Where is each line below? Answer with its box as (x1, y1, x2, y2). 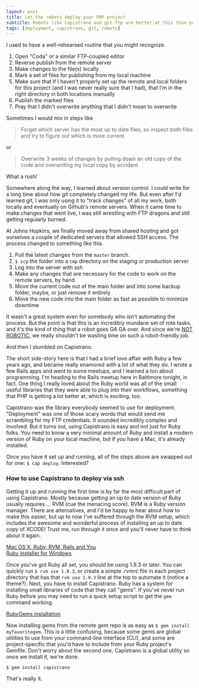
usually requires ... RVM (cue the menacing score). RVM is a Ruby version (6, 500, 185, 508)
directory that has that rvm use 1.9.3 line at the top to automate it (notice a (6, 573, 189, 580)
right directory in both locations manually (14, 91, 115, 98)
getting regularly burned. (6, 216, 67, 223)
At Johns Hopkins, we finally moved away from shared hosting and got (6, 227, 179, 234)
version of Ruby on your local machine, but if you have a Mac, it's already (6, 435, 185, 442)
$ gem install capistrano (6, 664, 70, 670)
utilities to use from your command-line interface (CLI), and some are (6, 634, 175, 641)
